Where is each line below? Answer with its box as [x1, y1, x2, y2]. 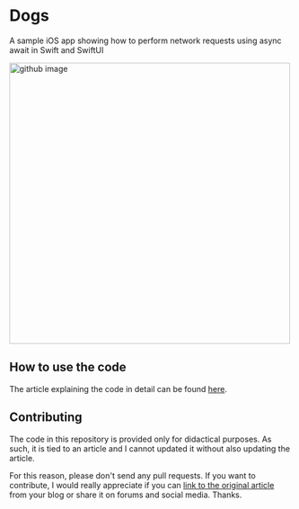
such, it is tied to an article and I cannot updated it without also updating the [9, 442, 290, 454]
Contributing [9, 410, 83, 425]
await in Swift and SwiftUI [9, 44, 104, 55]
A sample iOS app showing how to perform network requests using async [9, 35, 282, 46]
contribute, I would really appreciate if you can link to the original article [9, 479, 275, 490]
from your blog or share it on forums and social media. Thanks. [9, 489, 242, 500]
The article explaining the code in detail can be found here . [9, 383, 227, 394]
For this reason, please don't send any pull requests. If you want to [9, 469, 256, 481]
